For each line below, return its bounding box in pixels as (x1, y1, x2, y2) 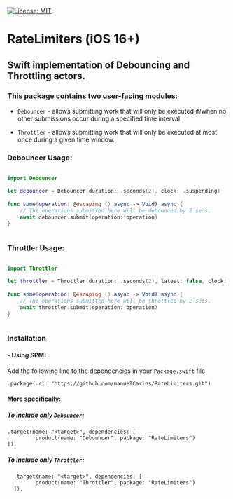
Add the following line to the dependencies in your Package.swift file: (7, 367, 208, 375)
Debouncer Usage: (7, 153, 73, 163)
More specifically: (7, 395, 62, 403)
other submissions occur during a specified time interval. (17, 114, 182, 123)
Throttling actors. (7, 70, 86, 82)
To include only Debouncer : (7, 411, 85, 419)
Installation (7, 334, 47, 343)
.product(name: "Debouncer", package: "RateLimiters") (32, 435, 196, 442)
